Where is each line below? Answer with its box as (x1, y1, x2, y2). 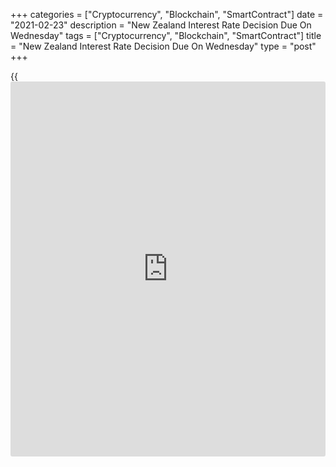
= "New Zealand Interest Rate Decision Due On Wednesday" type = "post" (10, 40, 317, 52)
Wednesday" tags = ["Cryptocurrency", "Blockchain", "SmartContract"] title (10, 30, 322, 41)
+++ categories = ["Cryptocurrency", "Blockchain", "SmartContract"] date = (10, 9, 324, 20)
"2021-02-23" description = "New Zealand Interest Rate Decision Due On (10, 19, 312, 31)
